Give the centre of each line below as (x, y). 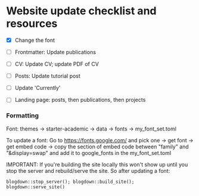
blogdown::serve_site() (36, 187)
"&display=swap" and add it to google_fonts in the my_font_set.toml (89, 153)
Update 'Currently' (38, 88)
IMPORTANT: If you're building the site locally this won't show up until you (97, 164)
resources (32, 24)
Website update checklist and (81, 11)
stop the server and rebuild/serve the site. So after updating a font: (88, 170)
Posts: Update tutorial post (47, 76)
